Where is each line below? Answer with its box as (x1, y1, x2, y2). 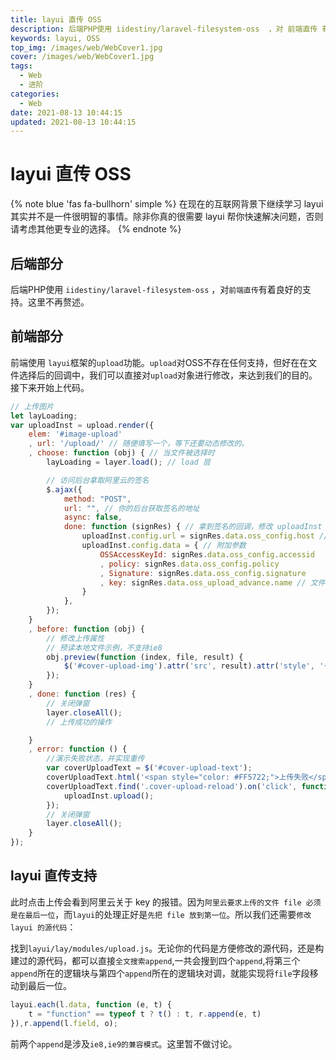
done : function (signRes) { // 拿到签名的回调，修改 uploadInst (63, 522, 323, 532)
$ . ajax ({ (46, 484, 83, 495)
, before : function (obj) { (28, 624, 145, 634)
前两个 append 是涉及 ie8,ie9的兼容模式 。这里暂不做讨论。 (10, 1037, 238, 1050)
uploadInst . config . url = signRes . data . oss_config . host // (81, 531, 329, 541)
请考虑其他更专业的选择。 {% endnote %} (10, 223, 182, 235)
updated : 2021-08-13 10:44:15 (10, 117, 137, 127)
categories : (10, 89, 60, 99)
